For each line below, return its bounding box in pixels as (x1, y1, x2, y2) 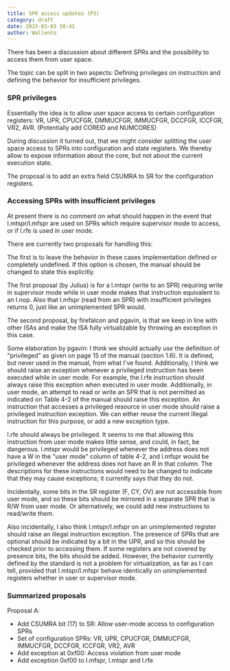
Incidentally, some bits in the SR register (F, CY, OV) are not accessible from (7, 487, 222, 495)
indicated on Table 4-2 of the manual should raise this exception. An (7, 395, 200, 403)
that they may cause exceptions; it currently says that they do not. (7, 474, 194, 482)
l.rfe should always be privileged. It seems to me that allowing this (7, 430, 194, 438)
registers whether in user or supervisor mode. (7, 573, 137, 582)
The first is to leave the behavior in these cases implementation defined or (7, 253, 218, 261)
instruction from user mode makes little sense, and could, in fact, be (7, 437, 200, 446)
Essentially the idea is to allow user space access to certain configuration (7, 109, 215, 117)
